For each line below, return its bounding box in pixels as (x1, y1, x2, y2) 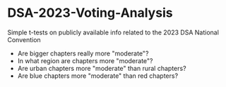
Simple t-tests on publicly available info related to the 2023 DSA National (7, 28, 219, 36)
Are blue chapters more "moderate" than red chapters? (17, 72, 179, 80)
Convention (7, 35, 41, 43)
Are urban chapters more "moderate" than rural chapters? (17, 64, 186, 72)
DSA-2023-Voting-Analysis (7, 5, 173, 21)
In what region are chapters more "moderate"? (17, 56, 153, 65)
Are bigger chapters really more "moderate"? (17, 49, 149, 58)
